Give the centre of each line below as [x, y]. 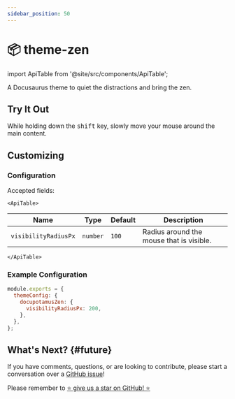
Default [123, 220]
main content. [27, 133]
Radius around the [172, 232]
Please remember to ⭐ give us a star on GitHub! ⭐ [79, 388]
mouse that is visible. [177, 240]
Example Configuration [47, 275]
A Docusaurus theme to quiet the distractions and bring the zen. [100, 87]
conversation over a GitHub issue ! [56, 374]
